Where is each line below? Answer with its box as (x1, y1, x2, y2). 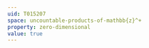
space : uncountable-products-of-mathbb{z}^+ (7, 17, 142, 24)
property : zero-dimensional (7, 23, 91, 30)
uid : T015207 (7, 10, 46, 18)
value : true (7, 30, 43, 37)
